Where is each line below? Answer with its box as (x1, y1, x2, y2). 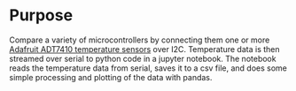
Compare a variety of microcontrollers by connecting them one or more (9, 34, 270, 45)
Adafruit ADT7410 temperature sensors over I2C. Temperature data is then (9, 43, 280, 54)
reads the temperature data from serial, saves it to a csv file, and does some (9, 63, 288, 73)
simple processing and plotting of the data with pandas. (9, 72, 213, 82)
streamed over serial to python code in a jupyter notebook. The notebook (9, 53, 277, 64)
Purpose (9, 5, 74, 26)
